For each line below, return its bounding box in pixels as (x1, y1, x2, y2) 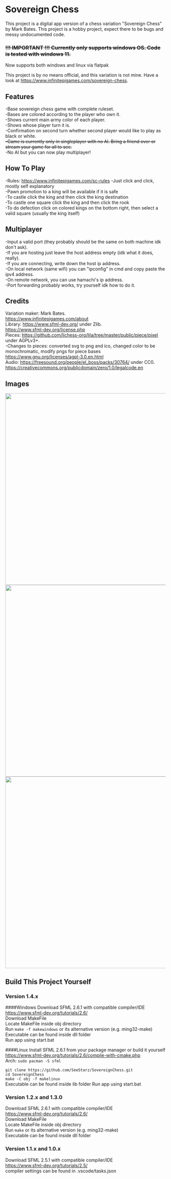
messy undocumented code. (5, 31, 65, 37)
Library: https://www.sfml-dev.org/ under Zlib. (5, 321, 102, 328)
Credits (5, 297, 30, 306)
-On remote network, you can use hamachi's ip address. (5, 276, 124, 283)
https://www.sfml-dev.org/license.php (5, 327, 85, 333)
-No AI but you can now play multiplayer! (5, 149, 91, 155)
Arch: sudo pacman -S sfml (5, 1057, 61, 1064)
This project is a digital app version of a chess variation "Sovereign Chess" (5, 20, 162, 27)
